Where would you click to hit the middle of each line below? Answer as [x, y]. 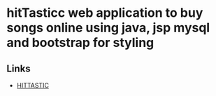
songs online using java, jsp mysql [108, 28]
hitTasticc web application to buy [105, 13]
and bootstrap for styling [80, 43]
